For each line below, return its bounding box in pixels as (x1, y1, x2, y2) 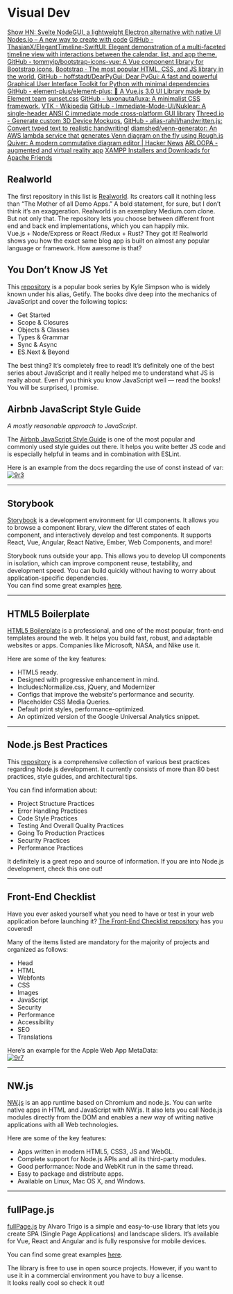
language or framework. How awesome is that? (7, 243, 142, 252)
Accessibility (17, 1017, 54, 1026)
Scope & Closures (17, 318, 69, 326)
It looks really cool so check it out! (7, 1279, 105, 1287)
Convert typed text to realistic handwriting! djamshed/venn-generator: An (7, 124, 217, 132)
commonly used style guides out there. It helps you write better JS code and (7, 443, 226, 451)
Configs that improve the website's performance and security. (17, 690, 195, 698)
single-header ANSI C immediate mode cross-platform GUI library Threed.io (7, 109, 224, 118)
